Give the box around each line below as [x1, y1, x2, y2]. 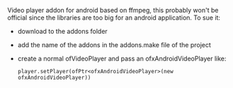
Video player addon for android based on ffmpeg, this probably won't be [7, 6, 219, 14]
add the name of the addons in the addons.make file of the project [17, 41, 211, 49]
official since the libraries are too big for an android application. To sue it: [7, 13, 221, 22]
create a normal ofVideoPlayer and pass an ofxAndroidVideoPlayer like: [17, 54, 227, 63]
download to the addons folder [17, 27, 108, 35]
